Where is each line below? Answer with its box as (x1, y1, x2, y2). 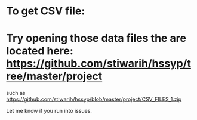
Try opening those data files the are (6, 32, 187, 45)
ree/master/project (6, 70, 103, 83)
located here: (6, 44, 73, 58)
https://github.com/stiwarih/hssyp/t (6, 57, 191, 70)
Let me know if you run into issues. (6, 107, 93, 115)
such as (6, 90, 26, 97)
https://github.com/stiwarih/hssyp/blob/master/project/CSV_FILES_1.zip (6, 96, 182, 103)
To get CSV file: (6, 4, 85, 18)
